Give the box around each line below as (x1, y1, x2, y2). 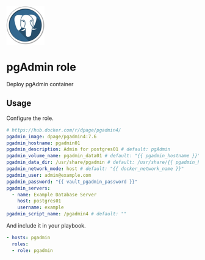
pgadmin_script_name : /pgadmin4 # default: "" (6, 211, 127, 217)
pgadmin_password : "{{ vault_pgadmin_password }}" (6, 179, 138, 185)
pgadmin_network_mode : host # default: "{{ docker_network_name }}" (6, 166, 184, 172)
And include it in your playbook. (6, 222, 87, 229)
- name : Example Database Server (12, 191, 97, 198)
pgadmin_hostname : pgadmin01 (6, 140, 81, 146)
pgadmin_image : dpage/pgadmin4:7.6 (6, 133, 97, 139)
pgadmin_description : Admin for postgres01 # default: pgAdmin (6, 146, 171, 152)
